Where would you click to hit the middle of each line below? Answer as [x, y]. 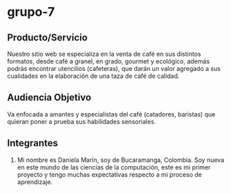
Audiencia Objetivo [49, 98]
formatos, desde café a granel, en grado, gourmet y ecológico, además [109, 61]
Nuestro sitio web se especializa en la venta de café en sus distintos [104, 54]
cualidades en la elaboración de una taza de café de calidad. [93, 76]
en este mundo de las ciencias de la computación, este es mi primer [114, 167]
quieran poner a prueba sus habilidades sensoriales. [82, 121]
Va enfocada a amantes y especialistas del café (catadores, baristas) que [111, 114]
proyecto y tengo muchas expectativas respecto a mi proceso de [109, 174]
